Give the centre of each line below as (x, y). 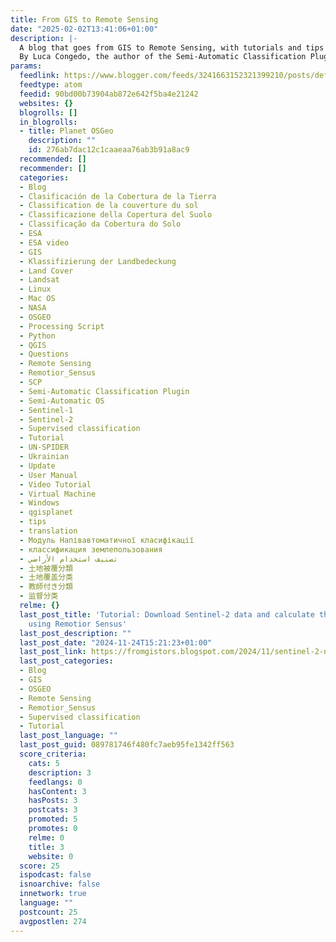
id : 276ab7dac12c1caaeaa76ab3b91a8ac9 (109, 150)
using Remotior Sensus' (78, 624)
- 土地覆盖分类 (46, 577)
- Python (37, 336)
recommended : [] (53, 159)
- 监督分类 (39, 596)
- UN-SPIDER (44, 447)
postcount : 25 (48, 912)
